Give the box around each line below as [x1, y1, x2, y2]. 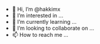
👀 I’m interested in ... [12, 12, 64, 19]
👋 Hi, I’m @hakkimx [12, 6, 61, 12]
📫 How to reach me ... [12, 32, 68, 38]
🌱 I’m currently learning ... [12, 18, 77, 25]
